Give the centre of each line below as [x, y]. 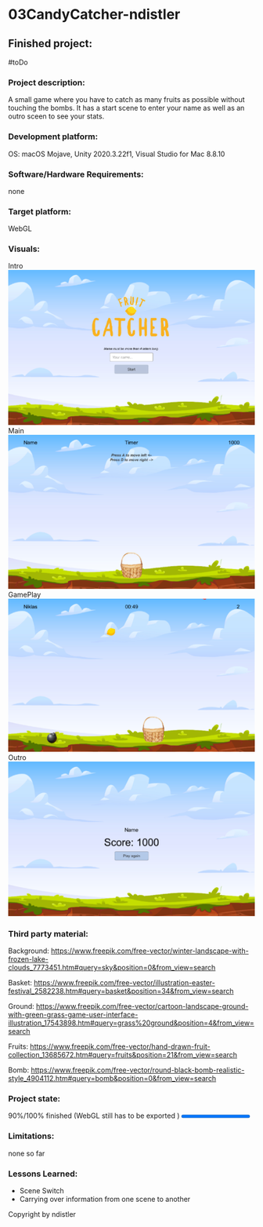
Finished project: [50, 44]
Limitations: [31, 1136]
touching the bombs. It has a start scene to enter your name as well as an [126, 108]
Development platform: [53, 137]
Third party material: [48, 933]
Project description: [47, 82]
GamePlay [25, 594]
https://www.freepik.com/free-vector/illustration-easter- [124, 983]
